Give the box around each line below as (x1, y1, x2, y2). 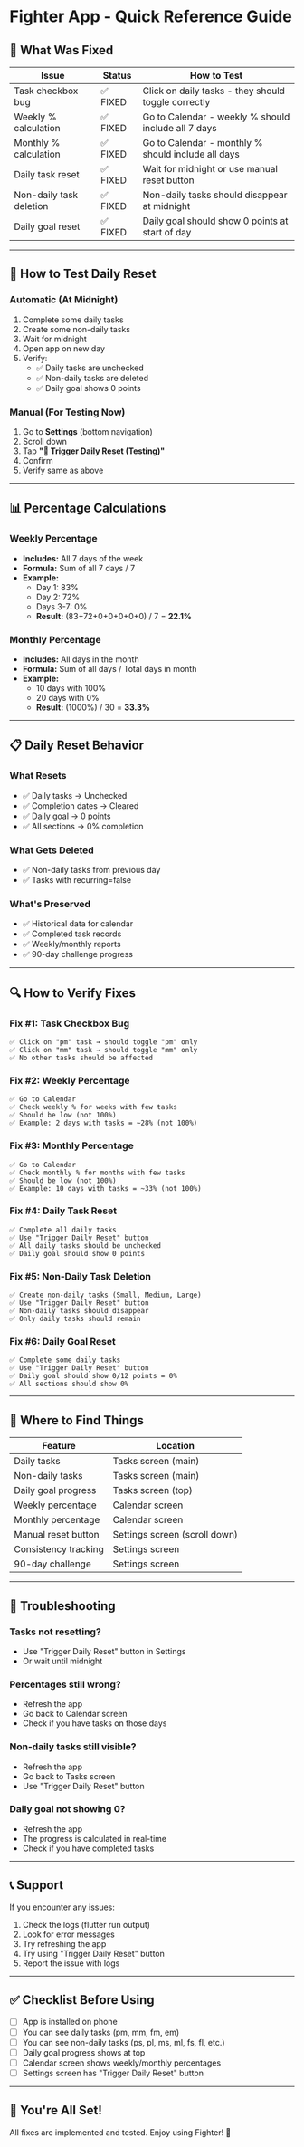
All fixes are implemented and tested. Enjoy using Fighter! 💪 (9, 2126, 232, 2138)
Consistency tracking (14, 1543, 104, 1556)
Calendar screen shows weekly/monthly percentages (22, 2057, 222, 2068)
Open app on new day (22, 342, 106, 354)
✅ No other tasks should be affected (9, 1053, 154, 1062)
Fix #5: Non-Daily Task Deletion (9, 1270, 152, 1282)
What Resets (9, 770, 67, 782)
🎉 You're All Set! (9, 2103, 102, 2118)
